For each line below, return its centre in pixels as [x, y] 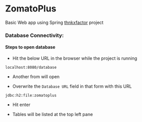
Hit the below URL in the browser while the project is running [75, 58]
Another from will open [36, 77]
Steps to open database [30, 47]
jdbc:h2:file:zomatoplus [31, 96]
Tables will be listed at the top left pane [53, 115]
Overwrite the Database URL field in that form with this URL [72, 86]
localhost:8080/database [31, 68]
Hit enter [21, 105]
